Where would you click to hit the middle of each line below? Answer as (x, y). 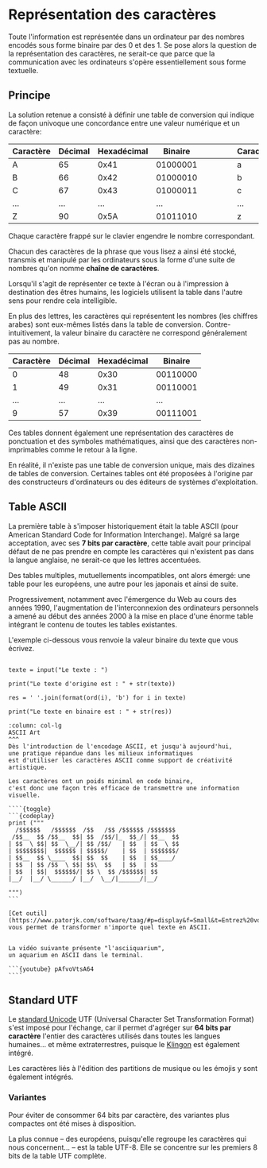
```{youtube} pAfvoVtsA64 (51, 969)
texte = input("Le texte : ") (58, 669)
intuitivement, (31, 332)
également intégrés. (41, 1077)
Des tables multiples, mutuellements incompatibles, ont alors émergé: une (129, 575)
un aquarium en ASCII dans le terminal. (76, 955)
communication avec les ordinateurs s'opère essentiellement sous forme (127, 62)
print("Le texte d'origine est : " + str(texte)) (92, 684)
